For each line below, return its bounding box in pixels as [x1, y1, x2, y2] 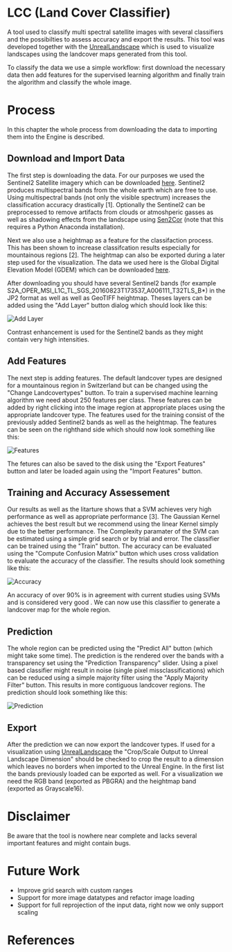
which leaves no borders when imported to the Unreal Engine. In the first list [7, 762, 224, 770]
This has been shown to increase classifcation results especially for [7, 243, 200, 252]
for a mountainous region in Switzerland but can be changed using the [7, 381, 208, 389]
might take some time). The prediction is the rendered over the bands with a [7, 651, 224, 660]
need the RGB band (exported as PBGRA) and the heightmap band [7, 777, 197, 785]
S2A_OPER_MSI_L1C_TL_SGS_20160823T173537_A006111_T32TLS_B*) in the [7, 286, 226, 294]
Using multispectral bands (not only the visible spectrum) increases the [7, 193, 211, 202]
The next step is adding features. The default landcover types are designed [7, 373, 223, 382]
